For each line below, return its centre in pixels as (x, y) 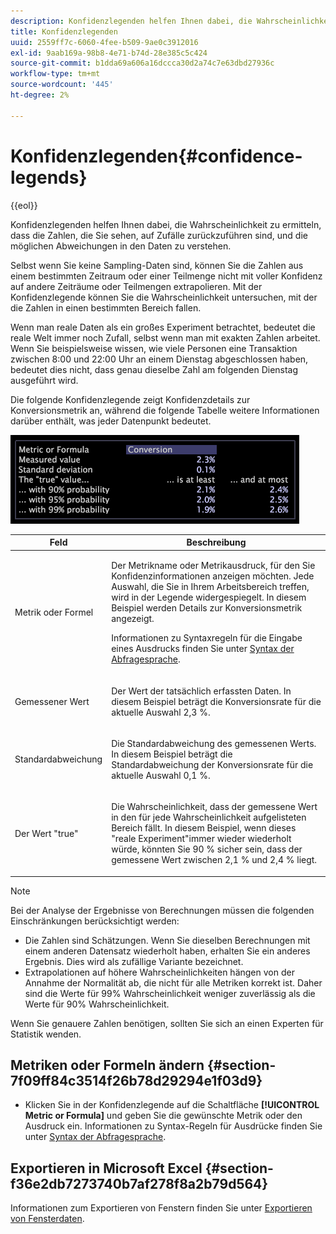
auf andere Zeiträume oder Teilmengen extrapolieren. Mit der (136, 286)
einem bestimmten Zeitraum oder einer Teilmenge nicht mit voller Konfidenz (166, 276)
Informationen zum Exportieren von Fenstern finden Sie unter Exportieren (161, 1208)
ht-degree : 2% (40, 95)
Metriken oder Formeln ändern (107, 1065)
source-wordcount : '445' (62, 85)
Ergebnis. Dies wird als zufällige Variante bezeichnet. (134, 961)
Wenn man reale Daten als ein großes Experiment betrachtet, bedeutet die (163, 327)
